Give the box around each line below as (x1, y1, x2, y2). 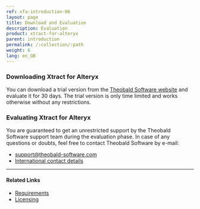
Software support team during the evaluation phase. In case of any (6, 133, 170, 140)
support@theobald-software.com (14, 151, 97, 158)
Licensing (14, 196, 39, 203)
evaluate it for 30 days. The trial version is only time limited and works (6, 92, 178, 99)
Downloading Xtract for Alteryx (6, 72, 99, 81)
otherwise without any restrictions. (6, 99, 91, 106)
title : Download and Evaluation (6, 20, 86, 26)
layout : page (6, 14, 39, 20)
